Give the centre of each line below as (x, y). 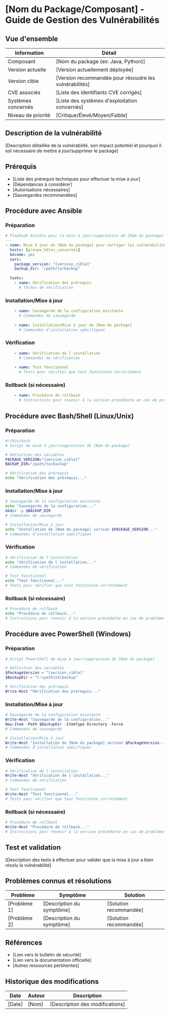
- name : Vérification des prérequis (53, 283)
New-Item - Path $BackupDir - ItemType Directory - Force (64, 724)
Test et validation (33, 848)
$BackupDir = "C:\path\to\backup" (42, 678)
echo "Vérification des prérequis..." (46, 478)
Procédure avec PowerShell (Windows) (68, 634)
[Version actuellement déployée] (95, 70)
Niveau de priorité (29, 115)
